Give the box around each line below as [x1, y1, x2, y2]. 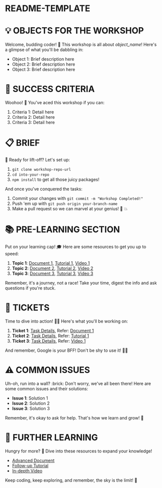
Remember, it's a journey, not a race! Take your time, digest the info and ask [5, 280, 157, 286]
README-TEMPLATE [5, 3, 91, 14]
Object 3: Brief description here [12, 67, 75, 72]
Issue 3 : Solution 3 [12, 405, 50, 411]
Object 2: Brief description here [12, 61, 75, 67]
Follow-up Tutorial [12, 463, 49, 469]
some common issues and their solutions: [5, 385, 88, 392]
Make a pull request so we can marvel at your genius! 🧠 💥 [12, 206, 128, 212]
